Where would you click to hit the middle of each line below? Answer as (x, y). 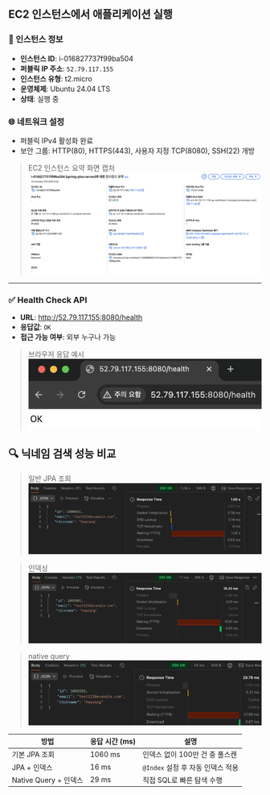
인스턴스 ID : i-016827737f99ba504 (77, 58)
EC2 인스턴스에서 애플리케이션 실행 (90, 14)
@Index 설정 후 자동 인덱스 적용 (190, 767)
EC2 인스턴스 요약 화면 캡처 (71, 168)
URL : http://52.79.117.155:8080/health (81, 317)
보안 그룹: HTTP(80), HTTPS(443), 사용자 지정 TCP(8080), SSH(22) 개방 (137, 151)
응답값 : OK (35, 327)
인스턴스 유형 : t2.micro (56, 78)
